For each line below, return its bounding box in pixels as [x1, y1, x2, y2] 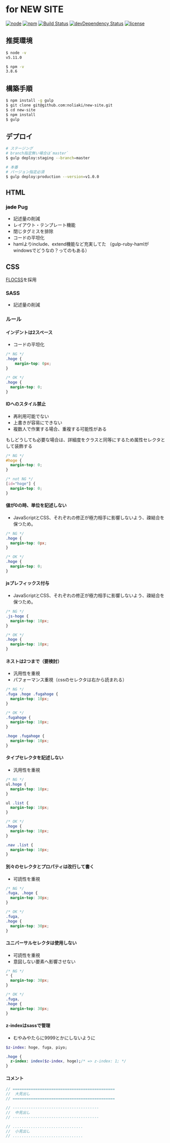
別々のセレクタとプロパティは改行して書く [6, 863, 94, 869]
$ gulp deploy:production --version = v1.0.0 [6, 174, 99, 179]
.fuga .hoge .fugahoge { [6, 691, 58, 697]
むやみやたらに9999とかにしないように [13, 1035, 96, 1041]
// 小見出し [6, 1129, 30, 1134]
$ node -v [6, 50, 27, 55]
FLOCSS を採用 [6, 277, 37, 283]
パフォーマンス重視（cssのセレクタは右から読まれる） [13, 677, 127, 683]
